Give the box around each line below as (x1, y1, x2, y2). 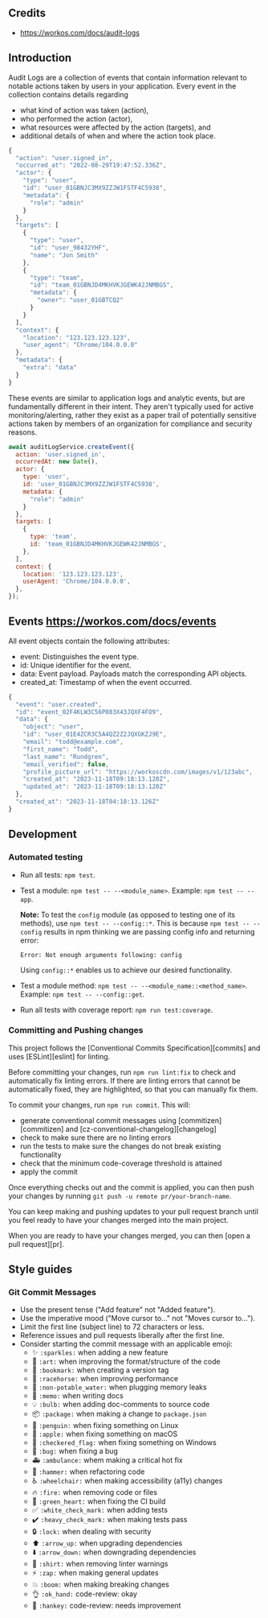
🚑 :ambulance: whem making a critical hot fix (31, 1455, 183, 1465)
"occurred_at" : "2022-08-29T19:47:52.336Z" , (15, 161, 167, 170)
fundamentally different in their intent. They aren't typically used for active (8, 402, 254, 411)
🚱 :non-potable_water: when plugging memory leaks (31, 1382, 207, 1392)
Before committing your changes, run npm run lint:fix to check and (8, 1067, 237, 1077)
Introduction (8, 52, 72, 65)
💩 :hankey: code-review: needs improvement (31, 1601, 181, 1611)
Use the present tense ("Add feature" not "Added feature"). (19, 1305, 216, 1315)
